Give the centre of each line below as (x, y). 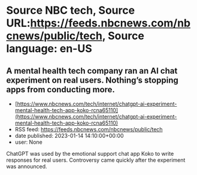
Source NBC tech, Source (71, 10)
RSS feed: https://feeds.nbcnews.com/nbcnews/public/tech (89, 129)
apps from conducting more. (61, 90)
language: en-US (49, 49)
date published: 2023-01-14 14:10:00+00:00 (69, 136)
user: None (29, 142)
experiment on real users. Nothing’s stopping (92, 80)
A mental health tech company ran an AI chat (92, 70)
